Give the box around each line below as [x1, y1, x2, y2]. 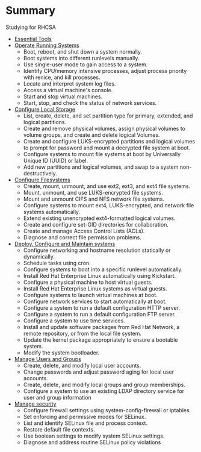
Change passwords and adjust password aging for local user [23, 368, 175, 375]
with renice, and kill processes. [23, 74, 100, 81]
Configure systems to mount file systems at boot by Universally [23, 150, 181, 157]
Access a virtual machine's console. [23, 86, 113, 93]
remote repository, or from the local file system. [23, 330, 142, 337]
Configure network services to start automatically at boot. [23, 298, 167, 305]
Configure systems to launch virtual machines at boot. [23, 291, 158, 298]
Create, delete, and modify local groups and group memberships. [23, 381, 186, 388]
